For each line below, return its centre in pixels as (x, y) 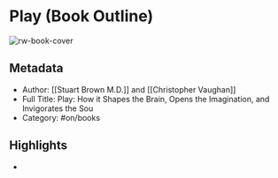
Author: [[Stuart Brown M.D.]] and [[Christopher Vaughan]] (129, 89)
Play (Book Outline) (81, 16)
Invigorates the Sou (58, 108)
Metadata (36, 68)
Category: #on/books (61, 117)
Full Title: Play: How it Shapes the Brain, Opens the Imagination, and (146, 99)
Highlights (39, 146)
